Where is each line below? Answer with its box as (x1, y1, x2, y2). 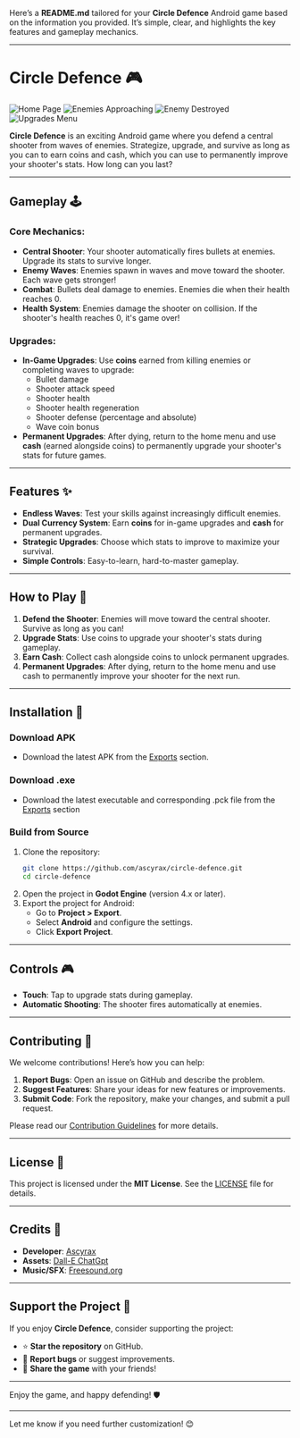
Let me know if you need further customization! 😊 (9, 1418, 195, 1429)
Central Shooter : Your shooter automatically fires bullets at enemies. (21, 246, 276, 256)
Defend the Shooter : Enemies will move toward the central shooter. (21, 613, 271, 624)
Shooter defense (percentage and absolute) (35, 411, 197, 423)
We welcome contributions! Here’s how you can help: (9, 1057, 205, 1068)
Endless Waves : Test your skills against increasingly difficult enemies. (21, 508, 281, 518)
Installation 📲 (9, 704, 84, 719)
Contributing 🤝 (9, 1033, 93, 1048)
